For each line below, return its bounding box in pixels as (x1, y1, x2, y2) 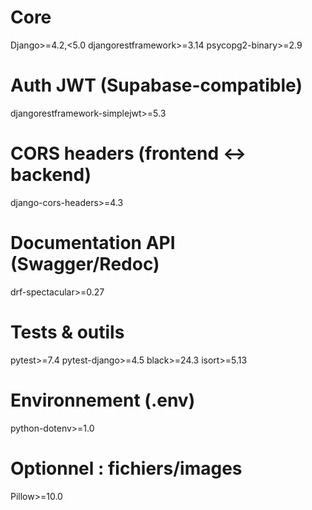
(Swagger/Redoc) (10, 253, 160, 275)
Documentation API (10, 232, 176, 254)
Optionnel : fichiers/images (10, 457, 243, 480)
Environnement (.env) (10, 389, 196, 411)
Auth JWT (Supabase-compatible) (10, 74, 303, 97)
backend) (10, 164, 92, 186)
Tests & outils (10, 321, 125, 343)
